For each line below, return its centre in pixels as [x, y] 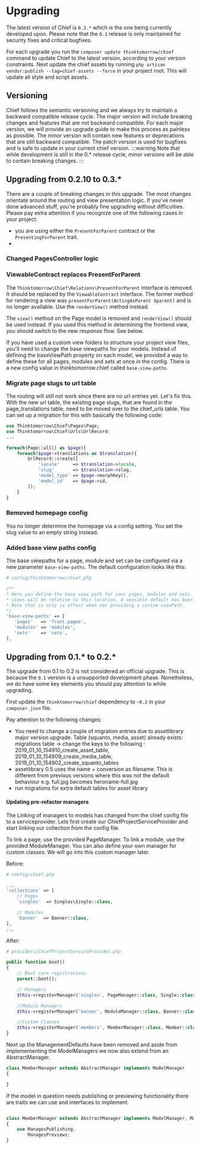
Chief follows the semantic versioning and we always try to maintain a [92, 110]
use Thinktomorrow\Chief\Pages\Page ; [53, 426]
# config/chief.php [30, 874]
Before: [15, 863]
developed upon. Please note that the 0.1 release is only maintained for [94, 33]
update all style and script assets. [47, 77]
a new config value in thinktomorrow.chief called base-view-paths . [87, 368]
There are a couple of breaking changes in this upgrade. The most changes [99, 194]
